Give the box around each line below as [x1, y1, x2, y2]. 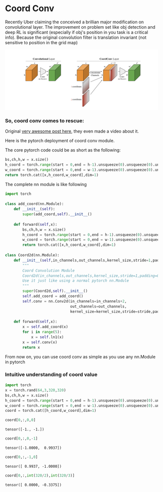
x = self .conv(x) [22, 339, 57, 345]
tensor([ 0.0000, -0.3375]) [5, 482, 62, 487]
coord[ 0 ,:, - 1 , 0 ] [5, 455, 38, 459]
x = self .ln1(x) [31, 335, 64, 340]
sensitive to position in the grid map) [5, 39, 78, 45]
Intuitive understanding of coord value [5, 371, 98, 378]
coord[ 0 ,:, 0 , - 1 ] [5, 436, 38, 441]
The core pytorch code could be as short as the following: [5, 147, 121, 153]
